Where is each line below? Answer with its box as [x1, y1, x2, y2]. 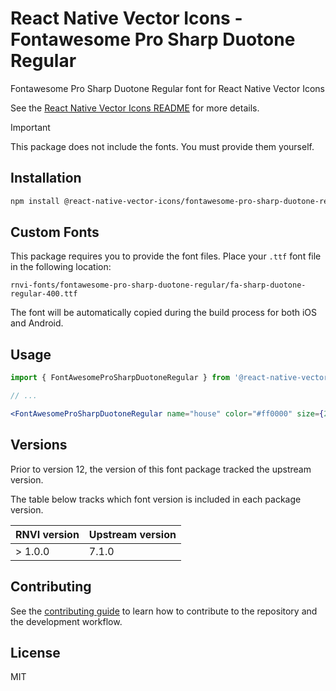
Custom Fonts [10, 224, 100, 241]
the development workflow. [10, 615, 123, 627]
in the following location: [10, 261, 112, 273]
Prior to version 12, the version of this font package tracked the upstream [10, 463, 312, 475]
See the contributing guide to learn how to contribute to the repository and [10, 605, 318, 617]
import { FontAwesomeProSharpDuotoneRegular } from [10, 373, 230, 383]
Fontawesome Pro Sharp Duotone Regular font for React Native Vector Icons [10, 82, 325, 94]
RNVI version [15, 527, 80, 541]
